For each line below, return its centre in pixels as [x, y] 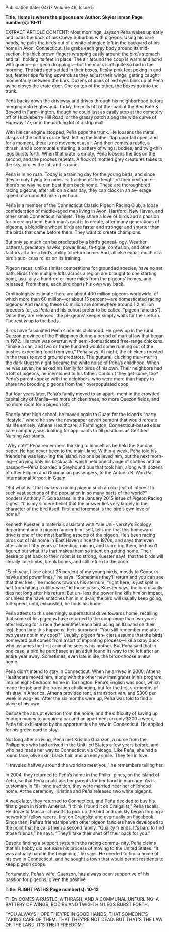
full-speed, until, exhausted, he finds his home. [54, 604]
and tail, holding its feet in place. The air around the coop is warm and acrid [84, 59]
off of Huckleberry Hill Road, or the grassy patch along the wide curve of [81, 117]
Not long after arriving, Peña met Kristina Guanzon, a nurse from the [76, 739]
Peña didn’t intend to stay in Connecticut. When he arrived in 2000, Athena [83, 671]
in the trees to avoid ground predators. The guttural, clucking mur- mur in [81, 357]
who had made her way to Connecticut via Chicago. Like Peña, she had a [81, 750]
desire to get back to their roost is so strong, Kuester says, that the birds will [84, 556]
